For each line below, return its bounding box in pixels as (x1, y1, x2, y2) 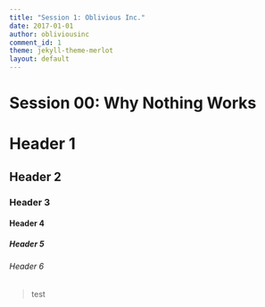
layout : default (9, 54, 70, 63)
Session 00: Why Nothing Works (9, 93, 257, 113)
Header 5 (9, 238, 45, 249)
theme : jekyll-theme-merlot (9, 46, 114, 55)
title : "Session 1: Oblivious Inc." (9, 12, 145, 22)
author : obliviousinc (9, 29, 90, 38)
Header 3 (9, 195, 51, 208)
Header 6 (9, 261, 45, 272)
